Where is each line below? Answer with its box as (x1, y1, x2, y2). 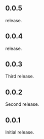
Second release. (5, 101, 39, 107)
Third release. (5, 73, 34, 80)
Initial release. (5, 129, 34, 135)
